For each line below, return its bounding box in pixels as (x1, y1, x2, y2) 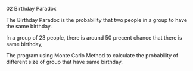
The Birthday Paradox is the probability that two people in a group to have (6, 17, 188, 23)
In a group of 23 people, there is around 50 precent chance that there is (6, 34, 183, 41)
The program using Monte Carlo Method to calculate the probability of (6, 52, 179, 59)
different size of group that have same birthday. (6, 59, 123, 65)
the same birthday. (6, 23, 52, 30)
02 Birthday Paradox (6, 5, 57, 12)
